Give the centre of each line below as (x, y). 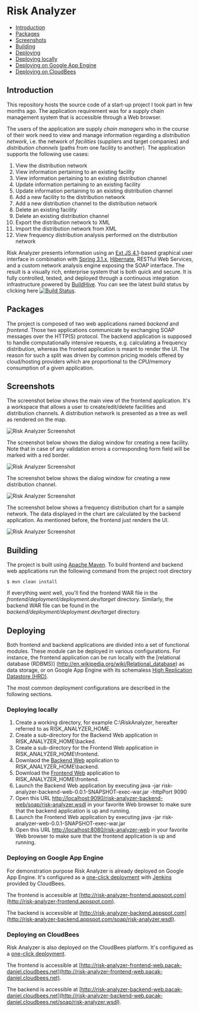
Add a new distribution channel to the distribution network (86, 203)
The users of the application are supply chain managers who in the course (98, 128)
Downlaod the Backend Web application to (67, 760)
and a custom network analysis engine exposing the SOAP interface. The (96, 265)
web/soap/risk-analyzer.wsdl (51, 805)
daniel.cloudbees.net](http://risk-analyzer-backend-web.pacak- (85, 996)
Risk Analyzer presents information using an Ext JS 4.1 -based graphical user (100, 252)
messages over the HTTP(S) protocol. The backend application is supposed (99, 336)
